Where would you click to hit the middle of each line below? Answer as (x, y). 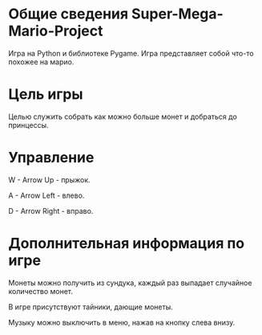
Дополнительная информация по (127, 243)
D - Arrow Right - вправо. (51, 210)
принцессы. (28, 125)
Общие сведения (69, 14)
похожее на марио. (41, 62)
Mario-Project (56, 31)
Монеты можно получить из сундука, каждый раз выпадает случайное (130, 283)
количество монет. (41, 291)
